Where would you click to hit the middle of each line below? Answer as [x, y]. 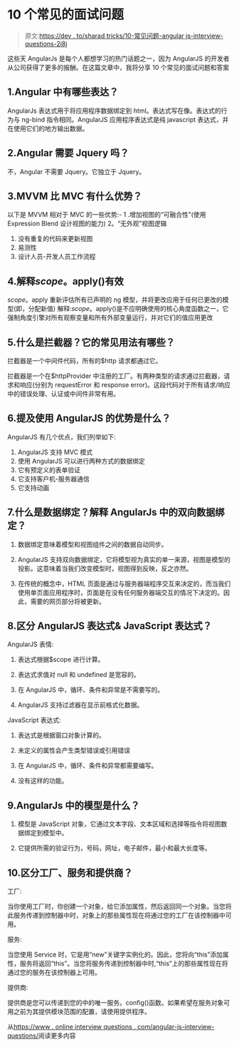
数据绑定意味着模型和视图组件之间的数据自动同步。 [92, 544]
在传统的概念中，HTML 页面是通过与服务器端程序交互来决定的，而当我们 [124, 583]
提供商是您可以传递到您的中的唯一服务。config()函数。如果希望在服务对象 [116, 1003]
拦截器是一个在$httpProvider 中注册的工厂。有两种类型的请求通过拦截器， [116, 376]
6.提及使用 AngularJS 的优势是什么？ [89, 418]
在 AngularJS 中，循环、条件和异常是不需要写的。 [91, 690]
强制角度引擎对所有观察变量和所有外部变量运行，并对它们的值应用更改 [110, 317]
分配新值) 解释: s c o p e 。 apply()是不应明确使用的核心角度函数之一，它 [128, 309]
